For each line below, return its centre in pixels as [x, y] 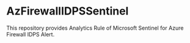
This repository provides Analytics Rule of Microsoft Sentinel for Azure [95, 28]
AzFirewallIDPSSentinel [68, 11]
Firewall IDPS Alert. [31, 34]
